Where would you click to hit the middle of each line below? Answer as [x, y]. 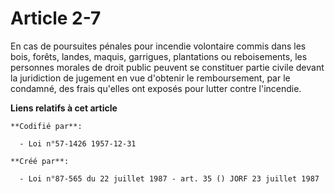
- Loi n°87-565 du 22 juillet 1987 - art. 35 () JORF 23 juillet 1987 [169, 178]
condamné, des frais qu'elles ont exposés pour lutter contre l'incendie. [156, 88]
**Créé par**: [40, 161]
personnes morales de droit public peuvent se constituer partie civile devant [167, 67]
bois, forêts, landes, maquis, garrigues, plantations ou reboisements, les [159, 56]
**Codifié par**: [46, 126]
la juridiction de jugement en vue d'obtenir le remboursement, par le [150, 78]
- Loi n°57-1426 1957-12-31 [78, 143]
